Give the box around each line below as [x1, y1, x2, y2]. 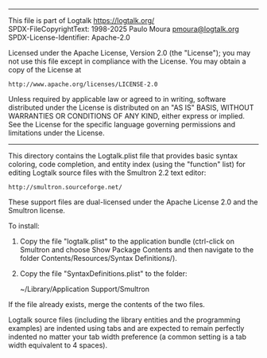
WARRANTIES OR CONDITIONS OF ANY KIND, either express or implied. [8, 111, 245, 120]
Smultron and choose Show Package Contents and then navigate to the [19, 245, 254, 255]
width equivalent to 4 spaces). [8, 340, 108, 350]
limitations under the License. [8, 128, 105, 138]
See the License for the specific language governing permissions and [8, 120, 236, 129]
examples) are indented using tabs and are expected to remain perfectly [8, 324, 245, 333]
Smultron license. [8, 206, 66, 215]
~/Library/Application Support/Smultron [19, 284, 149, 294]
